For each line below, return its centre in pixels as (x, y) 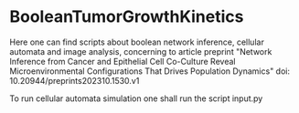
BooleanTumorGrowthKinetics (127, 17)
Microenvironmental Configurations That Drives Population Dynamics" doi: (150, 71)
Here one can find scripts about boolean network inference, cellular (137, 42)
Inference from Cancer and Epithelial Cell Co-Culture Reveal (123, 61)
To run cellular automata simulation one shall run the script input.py (136, 98)
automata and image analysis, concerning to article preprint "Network (141, 51)
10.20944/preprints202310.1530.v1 (75, 80)
